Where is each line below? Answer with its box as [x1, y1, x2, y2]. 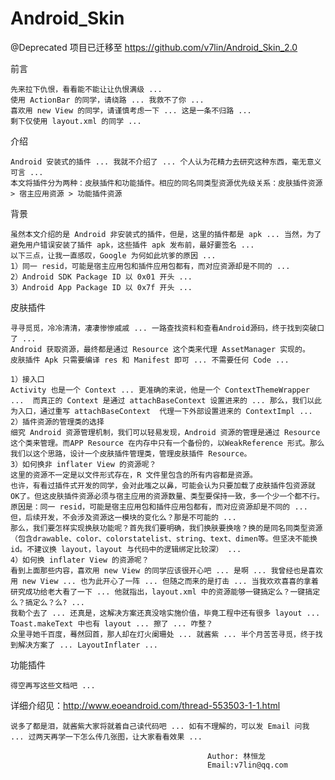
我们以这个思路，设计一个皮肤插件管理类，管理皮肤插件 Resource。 [10, 448, 252, 459]
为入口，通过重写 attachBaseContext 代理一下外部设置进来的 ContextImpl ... [10, 406, 313, 416]
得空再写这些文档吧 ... [10, 680, 96, 691]
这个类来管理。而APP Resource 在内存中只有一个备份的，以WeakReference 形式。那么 [10, 438, 325, 448]
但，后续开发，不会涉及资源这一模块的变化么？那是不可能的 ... [10, 512, 237, 522]
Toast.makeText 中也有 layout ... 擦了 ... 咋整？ [10, 618, 214, 629]
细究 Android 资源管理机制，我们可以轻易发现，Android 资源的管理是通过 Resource [10, 427, 321, 437]
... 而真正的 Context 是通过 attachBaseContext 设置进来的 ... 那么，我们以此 [10, 395, 322, 406]
